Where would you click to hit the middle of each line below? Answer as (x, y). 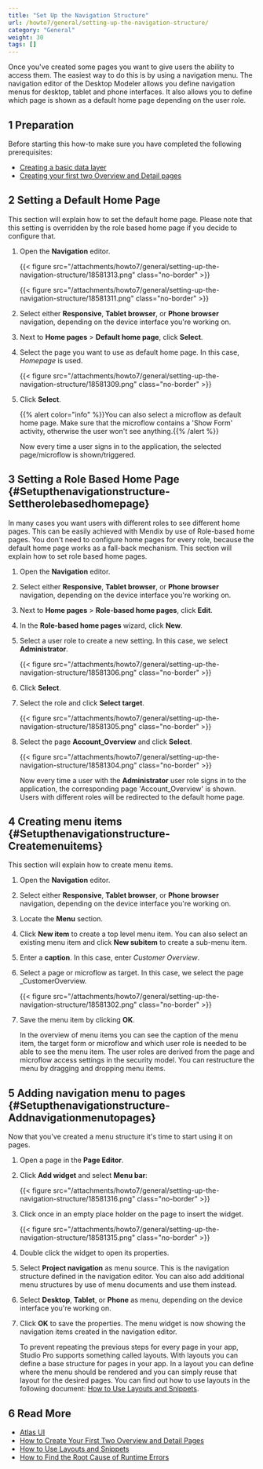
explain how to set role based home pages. (78, 556)
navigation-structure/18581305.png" (78, 726)
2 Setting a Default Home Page (84, 200)
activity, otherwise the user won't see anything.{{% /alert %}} (119, 431)
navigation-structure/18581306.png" (78, 673)
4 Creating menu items (65, 821)
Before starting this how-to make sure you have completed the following (125, 144)
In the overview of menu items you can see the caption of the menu (129, 1035)
